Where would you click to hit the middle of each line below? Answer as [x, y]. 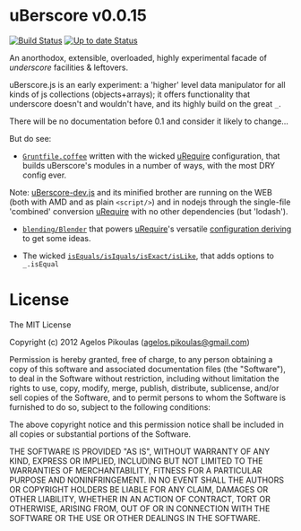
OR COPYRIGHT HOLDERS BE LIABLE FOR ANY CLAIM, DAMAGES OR [139, 489]
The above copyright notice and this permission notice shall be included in [146, 424]
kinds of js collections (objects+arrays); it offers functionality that [130, 94]
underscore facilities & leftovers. [69, 67]
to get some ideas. [56, 238]
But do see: [30, 138]
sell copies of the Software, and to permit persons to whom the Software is [148, 397]
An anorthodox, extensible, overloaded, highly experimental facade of [138, 57]
